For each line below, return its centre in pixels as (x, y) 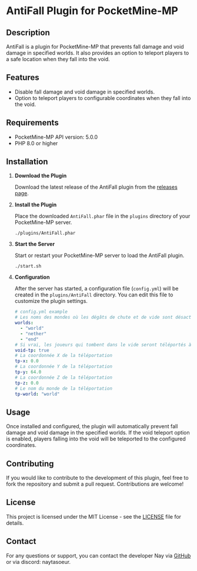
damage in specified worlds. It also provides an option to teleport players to (98, 53)
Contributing (30, 464)
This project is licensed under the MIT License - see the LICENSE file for (94, 516)
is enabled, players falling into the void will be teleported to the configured (96, 439)
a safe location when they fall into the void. (58, 59)
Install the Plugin (36, 205)
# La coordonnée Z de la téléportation (64, 378)
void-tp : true (32, 350)
